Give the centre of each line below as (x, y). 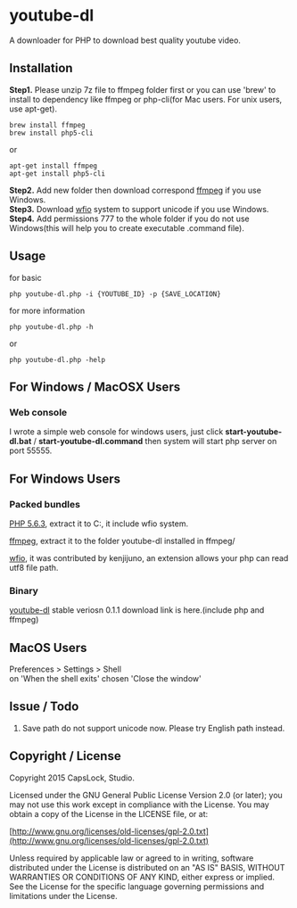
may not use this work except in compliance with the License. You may (139, 805)
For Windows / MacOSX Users (95, 387)
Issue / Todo (44, 707)
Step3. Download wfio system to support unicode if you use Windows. (139, 209)
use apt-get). (33, 109)
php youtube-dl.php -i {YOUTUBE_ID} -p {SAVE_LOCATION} (115, 294)
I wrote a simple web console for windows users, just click (116, 432)
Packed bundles (45, 504)
